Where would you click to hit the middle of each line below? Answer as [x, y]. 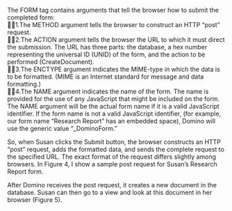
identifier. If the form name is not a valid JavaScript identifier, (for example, [114, 114]
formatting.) [24, 84]
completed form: [31, 17]
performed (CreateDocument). [51, 62]
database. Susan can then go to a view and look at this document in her [110, 192]
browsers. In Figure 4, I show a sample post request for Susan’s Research [112, 164]
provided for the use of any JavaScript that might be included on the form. [114, 99]
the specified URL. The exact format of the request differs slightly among [112, 157]
